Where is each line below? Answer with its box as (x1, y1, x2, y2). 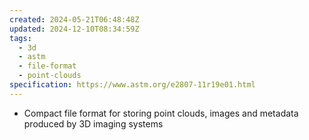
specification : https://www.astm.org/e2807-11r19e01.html (9, 80, 256, 90)
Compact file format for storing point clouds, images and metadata (23, 107, 299, 119)
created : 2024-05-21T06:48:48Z (9, 14, 140, 25)
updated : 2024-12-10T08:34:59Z (9, 24, 140, 34)
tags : (9, 33, 32, 43)
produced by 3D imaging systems (23, 117, 164, 130)
